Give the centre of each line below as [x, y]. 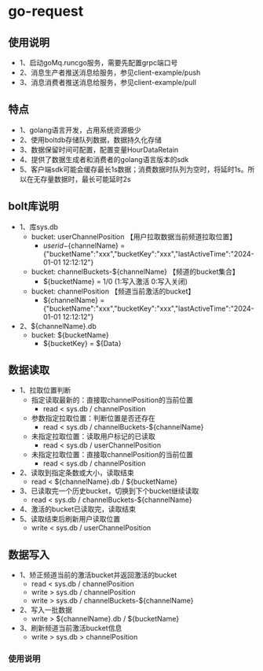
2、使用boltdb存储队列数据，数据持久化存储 [91, 139]
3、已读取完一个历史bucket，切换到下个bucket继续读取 [109, 491]
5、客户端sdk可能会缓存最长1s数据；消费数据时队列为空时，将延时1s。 [133, 169]
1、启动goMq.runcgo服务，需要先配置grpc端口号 [99, 63]
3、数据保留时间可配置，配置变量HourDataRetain [99, 149]
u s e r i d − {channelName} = [84, 245]
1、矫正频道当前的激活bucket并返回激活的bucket [98, 575]
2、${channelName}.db [58, 326]
